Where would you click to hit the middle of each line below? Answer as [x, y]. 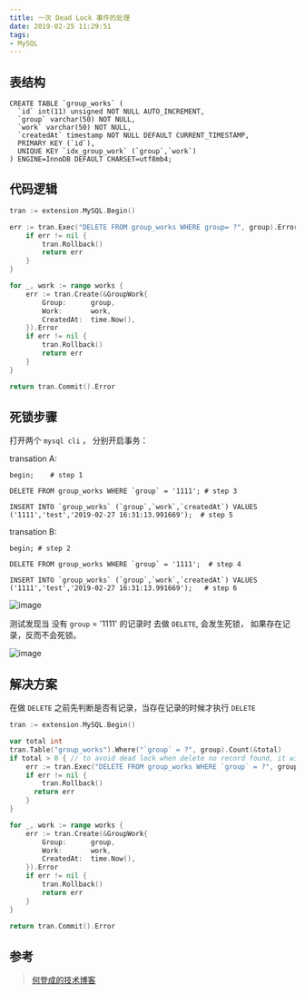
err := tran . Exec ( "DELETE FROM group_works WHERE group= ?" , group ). [144, 227]
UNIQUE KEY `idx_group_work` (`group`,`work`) [107, 152]
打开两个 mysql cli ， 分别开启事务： [79, 440]
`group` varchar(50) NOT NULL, [77, 120]
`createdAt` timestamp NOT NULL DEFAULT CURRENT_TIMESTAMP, [133, 136]
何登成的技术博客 [64, 980]
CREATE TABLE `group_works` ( [67, 104]
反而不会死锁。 [53, 635]
